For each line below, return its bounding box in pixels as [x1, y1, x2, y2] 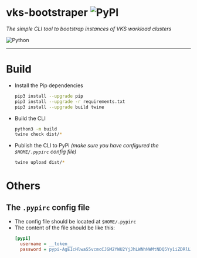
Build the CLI [14, 115, 46, 122]
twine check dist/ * [14, 132, 63, 137]
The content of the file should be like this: [14, 224, 116, 231]
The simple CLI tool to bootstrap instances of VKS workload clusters [6, 25, 172, 32]
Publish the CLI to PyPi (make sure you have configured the [14, 142, 159, 149]
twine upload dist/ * [14, 160, 65, 166]
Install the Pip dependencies [14, 82, 83, 89]
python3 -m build [14, 126, 57, 132]
